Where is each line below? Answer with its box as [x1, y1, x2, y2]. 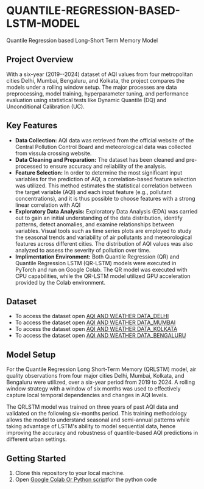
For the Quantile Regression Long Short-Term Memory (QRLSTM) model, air [6, 366, 197, 373]
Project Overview [6, 54, 74, 64]
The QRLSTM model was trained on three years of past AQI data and [6, 403, 178, 411]
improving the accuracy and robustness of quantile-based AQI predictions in [6, 429, 199, 437]
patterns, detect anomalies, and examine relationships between [15, 220, 175, 228]
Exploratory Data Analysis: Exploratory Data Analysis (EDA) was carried [15, 207, 198, 215]
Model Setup [6, 349, 56, 359]
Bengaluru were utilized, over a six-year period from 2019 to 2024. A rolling [6, 378, 195, 386]
